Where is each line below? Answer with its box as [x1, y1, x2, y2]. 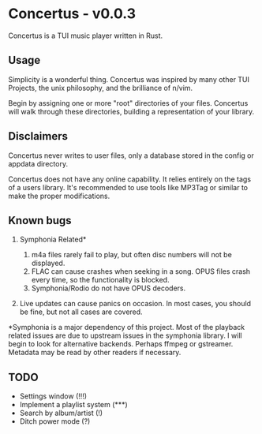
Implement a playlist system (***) [19, 400, 128, 410]
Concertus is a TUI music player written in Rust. [8, 31, 163, 40]
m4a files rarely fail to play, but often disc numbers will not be [31, 250, 233, 260]
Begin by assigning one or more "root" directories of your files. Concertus [8, 98, 249, 107]
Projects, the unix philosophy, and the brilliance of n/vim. [8, 83, 193, 92]
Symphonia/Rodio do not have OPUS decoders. [31, 283, 186, 293]
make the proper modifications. [8, 191, 110, 200]
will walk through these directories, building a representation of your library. [8, 107, 255, 116]
